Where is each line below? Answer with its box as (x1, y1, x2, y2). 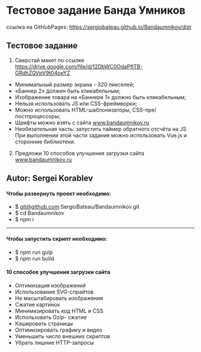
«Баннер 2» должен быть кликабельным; (14, 87, 121, 94)
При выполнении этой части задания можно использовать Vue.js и (14, 131, 187, 139)
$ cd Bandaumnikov (14, 210, 65, 217)
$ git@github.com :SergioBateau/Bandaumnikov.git (14, 203, 139, 210)
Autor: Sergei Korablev (6, 173, 93, 183)
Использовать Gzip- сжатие (14, 313, 87, 320)
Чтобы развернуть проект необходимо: (6, 189, 112, 197)
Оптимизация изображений (14, 281, 86, 289)
